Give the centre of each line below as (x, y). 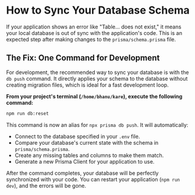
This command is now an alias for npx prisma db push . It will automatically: (97, 124)
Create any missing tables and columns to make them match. (89, 155)
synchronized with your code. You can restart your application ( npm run (93, 179)
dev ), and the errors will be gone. (46, 186)
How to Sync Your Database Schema (98, 10)
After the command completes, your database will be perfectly (82, 173)
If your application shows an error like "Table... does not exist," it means (94, 27)
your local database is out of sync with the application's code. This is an (94, 33)
